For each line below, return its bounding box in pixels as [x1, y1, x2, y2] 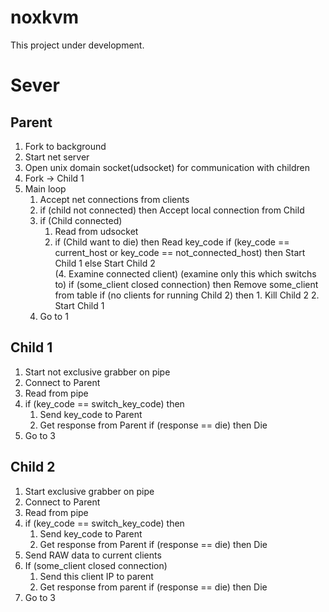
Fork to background [24, 140, 107, 152]
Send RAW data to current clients [24, 549, 162, 561]
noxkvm [10, 6, 80, 29]
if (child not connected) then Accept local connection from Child [39, 204, 305, 216]
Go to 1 [39, 310, 69, 322]
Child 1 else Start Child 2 [54, 257, 156, 269]
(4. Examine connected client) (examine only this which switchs [54, 267, 317, 280]
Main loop [24, 182, 67, 195]
